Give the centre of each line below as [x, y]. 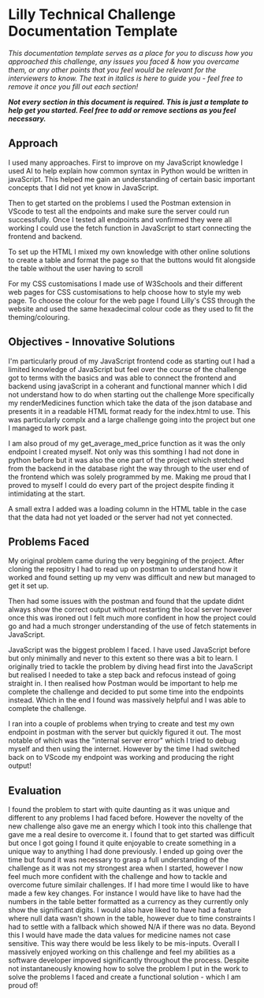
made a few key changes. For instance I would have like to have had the [125, 893]
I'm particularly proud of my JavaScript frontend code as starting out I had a [132, 361]
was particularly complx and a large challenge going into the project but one [132, 419]
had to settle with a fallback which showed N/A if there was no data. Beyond [132, 927]
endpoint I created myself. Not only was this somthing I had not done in [124, 452]
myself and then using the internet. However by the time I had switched [124, 749]
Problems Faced [49, 542]
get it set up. [29, 586]
